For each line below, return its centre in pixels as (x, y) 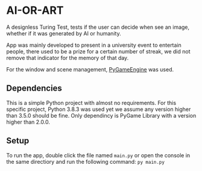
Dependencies (34, 88)
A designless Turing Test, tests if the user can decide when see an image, (98, 27)
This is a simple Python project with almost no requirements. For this (91, 103)
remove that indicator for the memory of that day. (68, 58)
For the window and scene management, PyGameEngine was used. (90, 69)
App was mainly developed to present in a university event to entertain (94, 45)
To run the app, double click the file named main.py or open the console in (98, 155)
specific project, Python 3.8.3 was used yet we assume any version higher (99, 109)
